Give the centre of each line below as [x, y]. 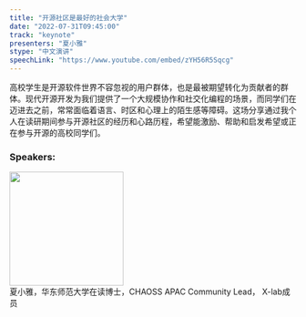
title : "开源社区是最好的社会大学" [69, 18]
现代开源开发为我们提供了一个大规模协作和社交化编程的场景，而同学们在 [161, 98]
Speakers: [33, 157]
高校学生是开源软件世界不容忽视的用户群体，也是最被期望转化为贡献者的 [145, 87]
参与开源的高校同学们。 [61, 133]
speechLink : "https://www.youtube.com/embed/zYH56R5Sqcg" [122, 60]
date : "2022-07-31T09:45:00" [65, 26]
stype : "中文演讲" [42, 52]
